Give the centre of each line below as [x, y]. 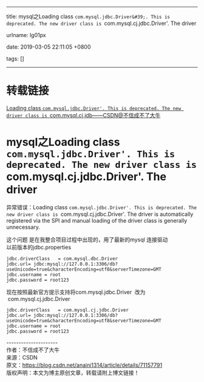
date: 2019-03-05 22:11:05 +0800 [49, 47]
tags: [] [15, 59]
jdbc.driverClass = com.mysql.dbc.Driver [62, 259]
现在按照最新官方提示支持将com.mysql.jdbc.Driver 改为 [76, 292]
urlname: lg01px [26, 35]
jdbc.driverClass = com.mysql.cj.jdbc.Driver [68, 310]
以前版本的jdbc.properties [39, 247]
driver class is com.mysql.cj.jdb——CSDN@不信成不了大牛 [83, 115]
